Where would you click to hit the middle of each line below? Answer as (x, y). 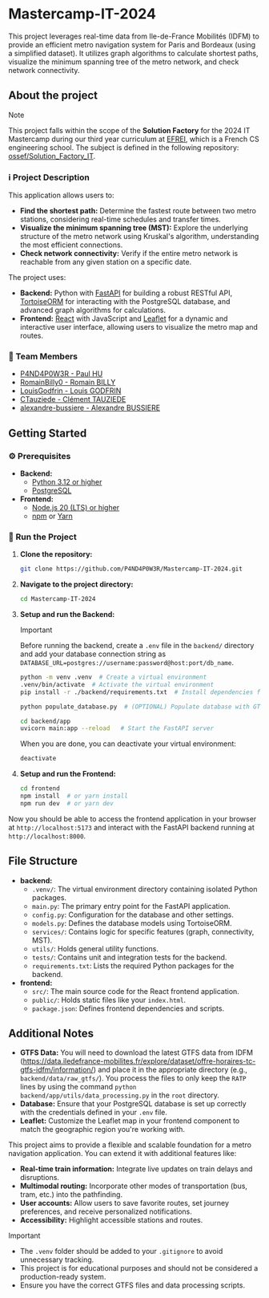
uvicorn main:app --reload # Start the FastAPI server (117, 728)
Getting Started (48, 433)
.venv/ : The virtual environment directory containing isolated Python (145, 889)
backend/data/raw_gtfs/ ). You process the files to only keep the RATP (133, 1078)
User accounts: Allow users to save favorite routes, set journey (124, 1203)
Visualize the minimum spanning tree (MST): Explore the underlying (134, 228)
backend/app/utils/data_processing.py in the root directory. (120, 1095)
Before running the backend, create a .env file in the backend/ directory (137, 646)
